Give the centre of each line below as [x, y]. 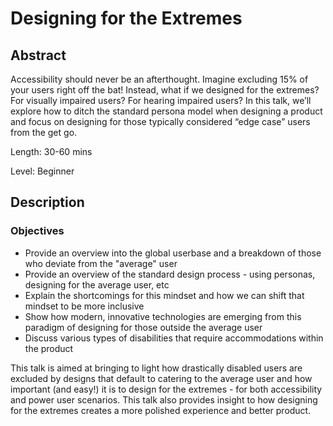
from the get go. [44, 132]
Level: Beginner [42, 171]
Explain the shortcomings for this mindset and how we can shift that [164, 295]
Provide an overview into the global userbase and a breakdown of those [173, 253]
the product [49, 348]
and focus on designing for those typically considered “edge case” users [160, 121]
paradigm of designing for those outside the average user [143, 327]
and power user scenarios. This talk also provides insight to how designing [164, 399]
